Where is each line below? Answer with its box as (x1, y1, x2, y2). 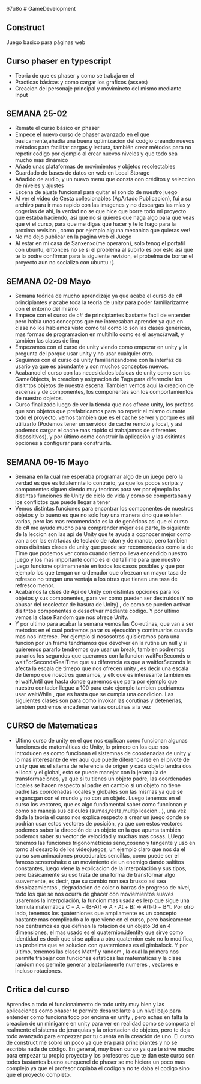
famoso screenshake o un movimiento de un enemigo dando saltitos (14, 858, 184, 865)
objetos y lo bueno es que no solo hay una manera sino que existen (14, 511, 182, 519)
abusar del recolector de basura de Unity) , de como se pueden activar (14, 601, 191, 608)
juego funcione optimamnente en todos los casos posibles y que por (14, 562, 185, 570)
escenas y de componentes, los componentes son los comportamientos (14, 388, 194, 396)
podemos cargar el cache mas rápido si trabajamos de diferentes (14, 427, 176, 434)
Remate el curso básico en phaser (14, 125, 100, 132)
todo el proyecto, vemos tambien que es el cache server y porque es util (14, 414, 194, 421)
